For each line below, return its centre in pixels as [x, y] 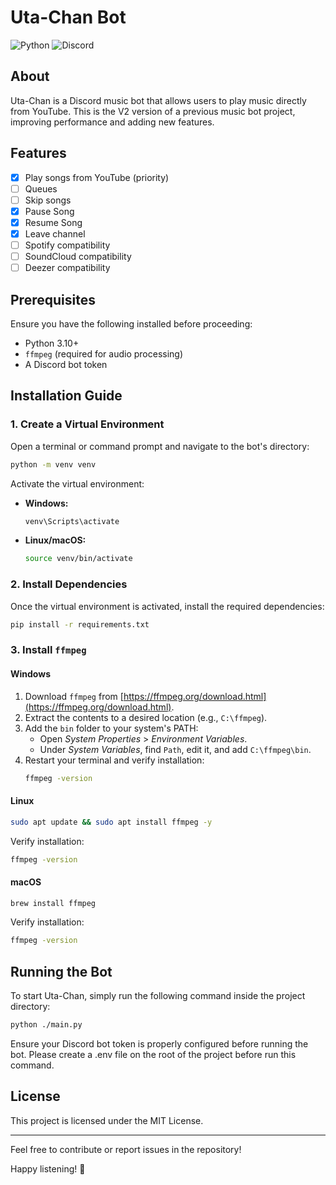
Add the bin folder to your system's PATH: [111, 728]
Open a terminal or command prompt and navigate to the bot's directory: [160, 446]
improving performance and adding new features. [112, 122]
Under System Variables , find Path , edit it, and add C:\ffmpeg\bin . [175, 749]
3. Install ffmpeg [48, 650]
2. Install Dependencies [69, 584]
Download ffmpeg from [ [74, 696]
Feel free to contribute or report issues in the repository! [126, 1149]
